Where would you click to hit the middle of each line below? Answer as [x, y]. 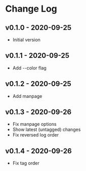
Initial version [26, 40]
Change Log [31, 9]
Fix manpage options [34, 124]
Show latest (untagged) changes [47, 129]
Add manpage [27, 96]
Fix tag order [26, 163]
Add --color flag [29, 68]
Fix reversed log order [36, 135]
